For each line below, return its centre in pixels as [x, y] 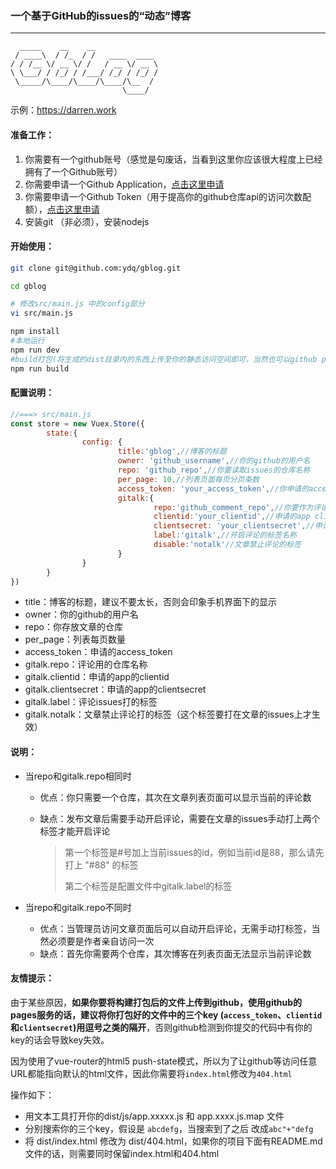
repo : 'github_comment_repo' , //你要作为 [233, 507]
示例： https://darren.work [63, 110]
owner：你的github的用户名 [81, 614]
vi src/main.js [42, 313]
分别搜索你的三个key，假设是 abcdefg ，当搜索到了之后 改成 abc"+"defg [169, 1128]
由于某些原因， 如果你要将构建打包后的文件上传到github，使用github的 [156, 1002]
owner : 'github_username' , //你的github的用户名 [214, 461]
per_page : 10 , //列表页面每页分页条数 [188, 479]
